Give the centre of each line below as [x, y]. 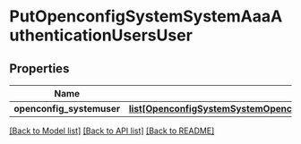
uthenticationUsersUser [101, 35]
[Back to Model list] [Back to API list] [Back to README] [112, 131]
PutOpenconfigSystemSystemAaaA [146, 17]
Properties [39, 68]
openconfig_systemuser [67, 109]
